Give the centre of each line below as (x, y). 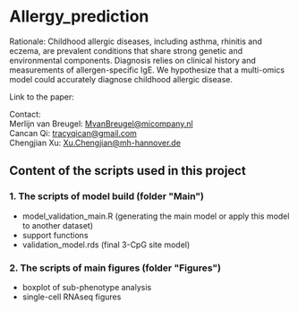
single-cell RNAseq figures (72, 297)
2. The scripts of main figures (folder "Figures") (115, 268)
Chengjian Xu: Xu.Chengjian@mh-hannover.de (95, 143)
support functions (55, 235)
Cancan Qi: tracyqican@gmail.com (73, 133)
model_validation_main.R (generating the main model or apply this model (156, 216)
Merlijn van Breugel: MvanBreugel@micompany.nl (102, 124)
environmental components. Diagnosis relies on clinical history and (133, 60)
